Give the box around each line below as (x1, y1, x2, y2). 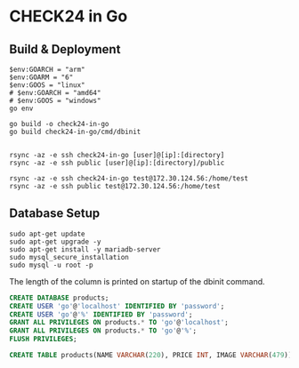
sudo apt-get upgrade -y (9, 237, 101, 246)
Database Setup (9, 206, 101, 221)
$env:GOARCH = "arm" (9, 65, 86, 74)
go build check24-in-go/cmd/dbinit (9, 127, 141, 136)
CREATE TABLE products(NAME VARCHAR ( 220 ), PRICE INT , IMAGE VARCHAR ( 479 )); (9, 351, 296, 360)
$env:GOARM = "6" (9, 73, 74, 82)
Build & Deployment (9, 42, 121, 57)
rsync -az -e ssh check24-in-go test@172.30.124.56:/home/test (9, 174, 249, 183)
